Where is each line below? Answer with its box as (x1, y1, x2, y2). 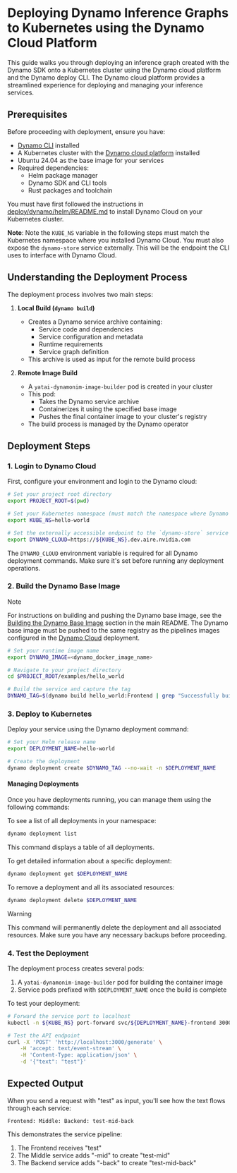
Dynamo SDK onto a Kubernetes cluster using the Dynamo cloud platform (7, 66, 221, 74)
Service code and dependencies (38, 324, 133, 333)
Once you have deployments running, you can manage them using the (7, 796, 212, 804)
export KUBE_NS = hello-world (7, 516, 90, 523)
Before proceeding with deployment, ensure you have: (7, 127, 166, 135)
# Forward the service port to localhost (7, 1012, 131, 1020)
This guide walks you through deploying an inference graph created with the (7, 58, 229, 66)
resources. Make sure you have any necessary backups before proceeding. (7, 930, 227, 939)
